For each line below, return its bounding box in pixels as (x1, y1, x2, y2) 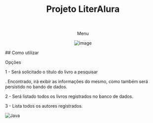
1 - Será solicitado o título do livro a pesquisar (5, 68, 98, 75)
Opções (5, 59, 21, 65)
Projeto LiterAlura (46, 3, 120, 15)
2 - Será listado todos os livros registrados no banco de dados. (5, 93, 133, 99)
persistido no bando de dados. (5, 83, 68, 90)
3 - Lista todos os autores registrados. (5, 103, 83, 109)
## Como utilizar (5, 50, 39, 56)
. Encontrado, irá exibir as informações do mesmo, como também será (5, 78, 148, 84)
